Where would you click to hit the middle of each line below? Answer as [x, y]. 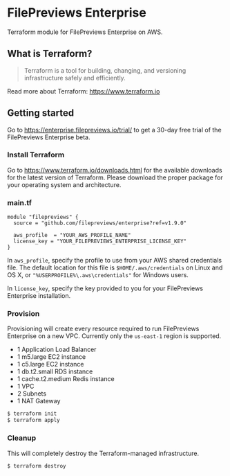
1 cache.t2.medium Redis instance [66, 379]
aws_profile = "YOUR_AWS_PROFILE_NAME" [72, 236]
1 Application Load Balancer [57, 350]
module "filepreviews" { [43, 217]
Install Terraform [36, 155]
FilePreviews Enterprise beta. [49, 137]
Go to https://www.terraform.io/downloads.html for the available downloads [115, 170]
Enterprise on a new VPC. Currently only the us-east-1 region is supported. [114, 336]
